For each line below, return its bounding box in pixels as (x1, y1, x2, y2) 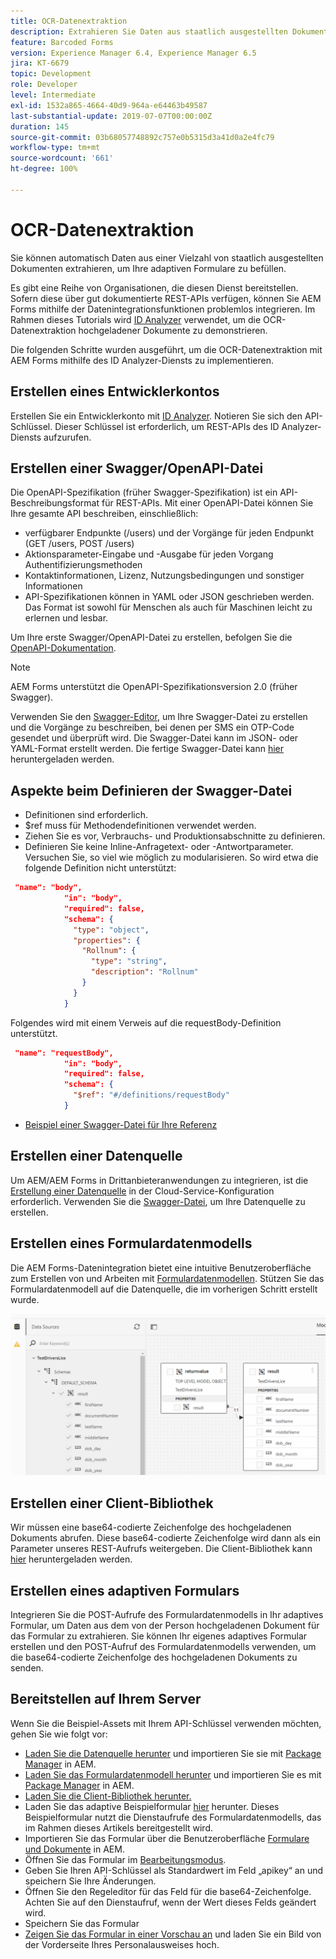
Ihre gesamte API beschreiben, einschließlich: (10, 508, 199, 520)
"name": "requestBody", (14, 1048, 114, 1058)
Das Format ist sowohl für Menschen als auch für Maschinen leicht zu (24, 601, 313, 614)
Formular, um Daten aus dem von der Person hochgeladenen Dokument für (10, 1620, 320, 1632)
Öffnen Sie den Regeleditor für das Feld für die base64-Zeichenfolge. (24, 1885, 312, 1897)
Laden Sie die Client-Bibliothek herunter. (24, 1790, 192, 1802)
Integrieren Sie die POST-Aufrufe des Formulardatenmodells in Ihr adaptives (10, 1609, 324, 1621)
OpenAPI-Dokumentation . (10, 642, 117, 654)
